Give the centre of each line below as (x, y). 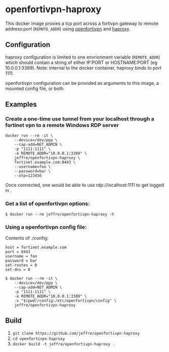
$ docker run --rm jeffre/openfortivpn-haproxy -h (60, 214)
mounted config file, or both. (35, 88)
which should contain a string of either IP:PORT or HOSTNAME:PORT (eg (81, 62)
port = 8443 (18, 252)
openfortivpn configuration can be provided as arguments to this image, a (82, 83)
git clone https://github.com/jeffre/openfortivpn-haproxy (76, 333)
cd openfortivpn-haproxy (39, 339)
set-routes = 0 (21, 265)
